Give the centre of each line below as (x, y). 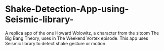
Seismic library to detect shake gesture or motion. (56, 43)
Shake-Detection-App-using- (67, 9)
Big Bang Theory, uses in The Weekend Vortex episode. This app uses (77, 38)
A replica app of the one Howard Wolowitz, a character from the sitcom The (82, 33)
